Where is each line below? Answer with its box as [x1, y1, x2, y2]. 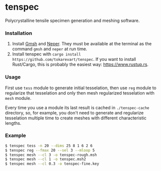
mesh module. [5, 95, 32, 101]
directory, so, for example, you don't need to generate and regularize [5, 110, 144, 115]
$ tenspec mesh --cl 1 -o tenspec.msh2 [5, 157, 86, 162]
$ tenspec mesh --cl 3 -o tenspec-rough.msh [5, 152, 97, 157]
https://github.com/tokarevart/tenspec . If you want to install [12, 57, 136, 62]
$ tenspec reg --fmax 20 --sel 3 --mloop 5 [5, 148, 95, 152]
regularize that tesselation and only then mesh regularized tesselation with [5, 90, 155, 96]
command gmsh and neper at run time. [12, 46, 87, 52]
